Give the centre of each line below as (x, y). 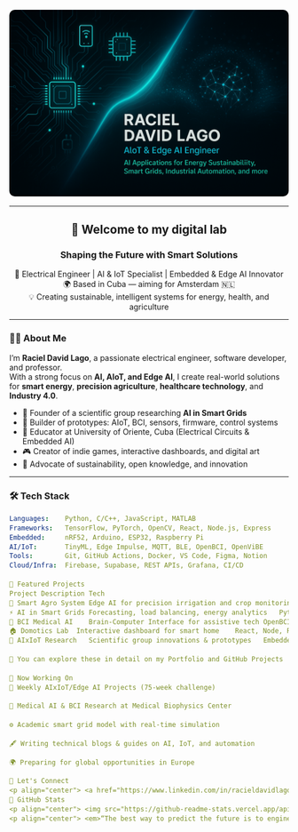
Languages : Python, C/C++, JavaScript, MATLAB (103, 518)
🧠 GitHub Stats (37, 800)
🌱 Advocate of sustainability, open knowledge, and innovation (135, 464)
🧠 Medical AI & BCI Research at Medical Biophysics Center (121, 706)
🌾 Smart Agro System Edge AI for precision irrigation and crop (130, 603)
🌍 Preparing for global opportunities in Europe (102, 762)
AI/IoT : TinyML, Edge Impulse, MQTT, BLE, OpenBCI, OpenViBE (137, 547)
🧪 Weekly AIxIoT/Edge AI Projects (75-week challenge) (113, 687)
